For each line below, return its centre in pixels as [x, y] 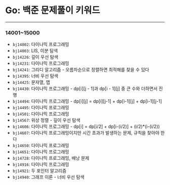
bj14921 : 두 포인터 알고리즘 [39, 171]
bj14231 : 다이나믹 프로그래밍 [41, 63]
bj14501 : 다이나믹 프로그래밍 [41, 114]
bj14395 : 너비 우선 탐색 [35, 76]
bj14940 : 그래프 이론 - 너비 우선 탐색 [48, 177]
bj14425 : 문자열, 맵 [31, 82]
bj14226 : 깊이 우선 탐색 [35, 57]
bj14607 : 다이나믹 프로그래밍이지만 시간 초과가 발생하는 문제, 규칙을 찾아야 [86, 133]
